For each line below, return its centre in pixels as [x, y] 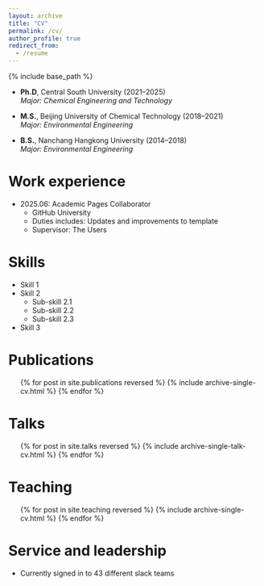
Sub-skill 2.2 [53, 310]
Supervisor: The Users [69, 229]
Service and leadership [87, 550]
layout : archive [35, 16]
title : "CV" [28, 23]
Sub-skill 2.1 [52, 301]
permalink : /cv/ [35, 31]
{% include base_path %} [51, 76]
